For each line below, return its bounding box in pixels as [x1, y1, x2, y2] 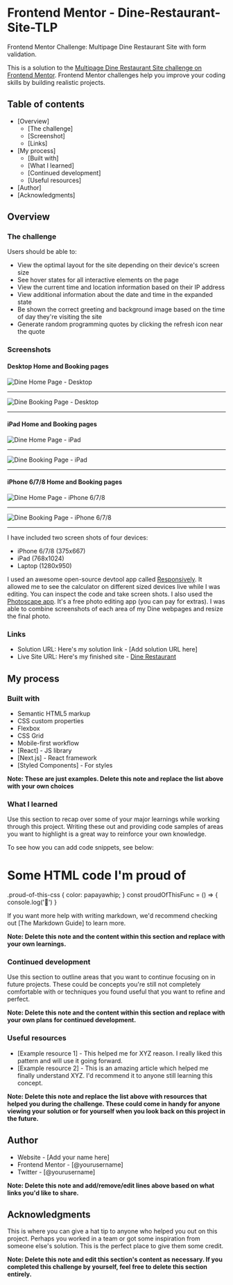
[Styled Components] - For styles [17, 761, 113, 769]
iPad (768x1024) [17, 554, 64, 563]
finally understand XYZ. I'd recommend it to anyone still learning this [17, 1071, 213, 1079]
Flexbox [17, 724, 40, 732]
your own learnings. [7, 940, 67, 948]
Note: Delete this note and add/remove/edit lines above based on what [7, 1181, 215, 1190]
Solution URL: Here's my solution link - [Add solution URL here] [17, 645, 198, 654]
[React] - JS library [17, 746, 72, 754]
